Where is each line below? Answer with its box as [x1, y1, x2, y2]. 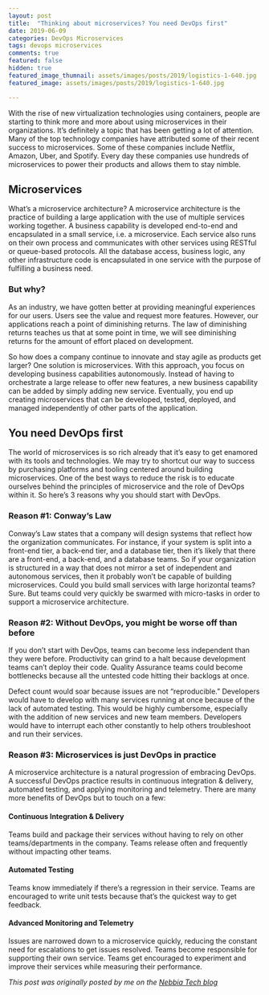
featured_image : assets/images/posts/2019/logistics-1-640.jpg [8, 79, 225, 87]
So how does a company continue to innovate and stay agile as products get [8, 351, 262, 362]
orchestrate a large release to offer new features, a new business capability [8, 377, 259, 387]
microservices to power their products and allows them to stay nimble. [8, 159, 241, 169]
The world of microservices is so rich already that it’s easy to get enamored [8, 448, 259, 457]
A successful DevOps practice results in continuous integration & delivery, [8, 776, 254, 786]
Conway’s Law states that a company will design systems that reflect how [8, 528, 253, 538]
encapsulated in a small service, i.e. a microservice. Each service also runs [8, 230, 257, 240]
